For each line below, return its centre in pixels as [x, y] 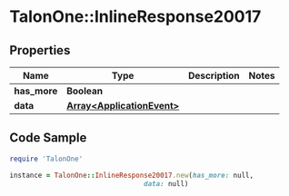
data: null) [166, 183]
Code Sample [48, 138]
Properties [40, 50]
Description [214, 76]
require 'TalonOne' [46, 159]
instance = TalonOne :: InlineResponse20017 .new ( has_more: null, [132, 175]
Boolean [85, 91]
